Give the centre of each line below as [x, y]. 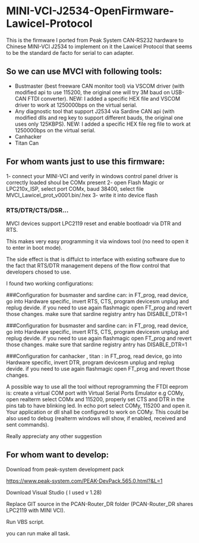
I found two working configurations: [50, 283]
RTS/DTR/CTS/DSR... [37, 210]
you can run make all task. [38, 533]
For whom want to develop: [58, 455]
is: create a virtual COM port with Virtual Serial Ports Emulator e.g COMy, [95, 393]
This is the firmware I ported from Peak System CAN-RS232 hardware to [95, 40]
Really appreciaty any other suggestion [54, 436]
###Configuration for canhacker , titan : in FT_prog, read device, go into [94, 356]
